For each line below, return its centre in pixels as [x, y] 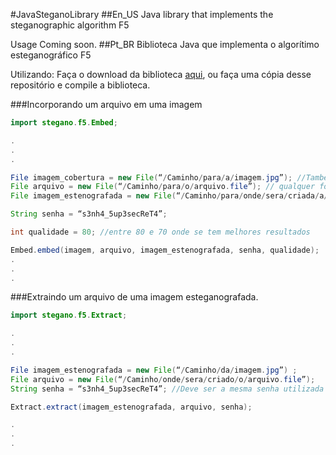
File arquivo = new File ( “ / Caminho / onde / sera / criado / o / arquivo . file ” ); [163, 379]
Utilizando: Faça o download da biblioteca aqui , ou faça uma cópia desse [161, 74]
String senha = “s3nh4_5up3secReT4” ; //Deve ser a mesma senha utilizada [167, 389]
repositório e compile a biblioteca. [80, 85]
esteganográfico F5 [51, 55]
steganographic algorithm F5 [70, 25]
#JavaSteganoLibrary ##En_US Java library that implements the [142, 14]
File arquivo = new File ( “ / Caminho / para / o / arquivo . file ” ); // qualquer [163, 187]
